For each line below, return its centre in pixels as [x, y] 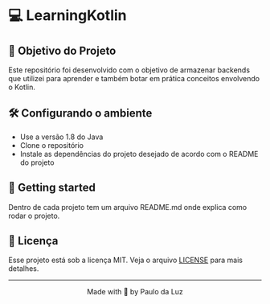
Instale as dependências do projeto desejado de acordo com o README [139, 154]
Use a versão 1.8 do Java [61, 137]
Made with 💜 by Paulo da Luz [135, 292]
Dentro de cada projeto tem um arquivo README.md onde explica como [128, 207]
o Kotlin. [22, 87]
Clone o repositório [52, 145]
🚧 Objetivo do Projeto [62, 50]
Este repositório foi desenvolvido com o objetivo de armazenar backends [129, 70]
